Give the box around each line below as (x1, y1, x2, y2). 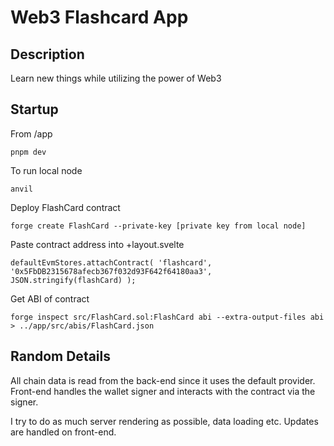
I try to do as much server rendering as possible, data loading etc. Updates (10, 415, 319, 427)
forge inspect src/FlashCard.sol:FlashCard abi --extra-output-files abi (10, 312, 325, 322)
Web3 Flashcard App (10, 6, 189, 29)
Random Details (10, 348, 112, 365)
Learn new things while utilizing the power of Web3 (10, 72, 222, 84)
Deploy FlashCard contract (10, 201, 121, 213)
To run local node (10, 164, 83, 176)
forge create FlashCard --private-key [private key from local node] (10, 221, 307, 231)
